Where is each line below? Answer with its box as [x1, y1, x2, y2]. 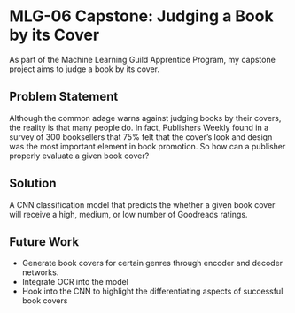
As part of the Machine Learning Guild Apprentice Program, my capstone [9, 54, 276, 65]
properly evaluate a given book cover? [9, 150, 150, 161]
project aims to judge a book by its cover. [9, 64, 159, 74]
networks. [21, 267, 59, 278]
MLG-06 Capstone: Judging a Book [9, 6, 274, 27]
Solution [9, 176, 57, 191]
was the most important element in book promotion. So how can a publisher [9, 141, 286, 151]
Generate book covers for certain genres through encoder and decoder [21, 258, 283, 269]
